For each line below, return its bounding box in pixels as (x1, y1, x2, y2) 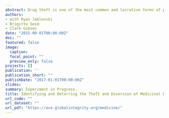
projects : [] (5, 63, 33, 68)
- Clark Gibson (5, 26, 37, 31)
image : (5, 45, 19, 50)
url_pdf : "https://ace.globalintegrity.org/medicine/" (5, 105, 123, 110)
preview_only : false (10, 59, 53, 64)
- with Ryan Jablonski (5, 17, 53, 22)
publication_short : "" (5, 73, 53, 78)
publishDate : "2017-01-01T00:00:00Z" (5, 77, 84, 82)
